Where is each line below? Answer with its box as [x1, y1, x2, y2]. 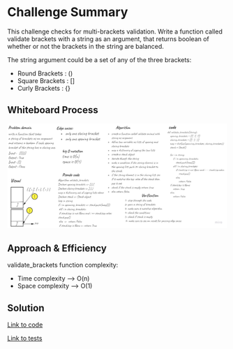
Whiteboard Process [7, 104, 99, 116]
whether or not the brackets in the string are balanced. [7, 42, 164, 50]
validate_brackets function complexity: [7, 261, 119, 269]
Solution [7, 302, 45, 314]
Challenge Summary [7, 4, 128, 20]
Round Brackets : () [17, 69, 73, 77]
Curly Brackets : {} [17, 84, 71, 92]
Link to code [7, 320, 43, 329]
